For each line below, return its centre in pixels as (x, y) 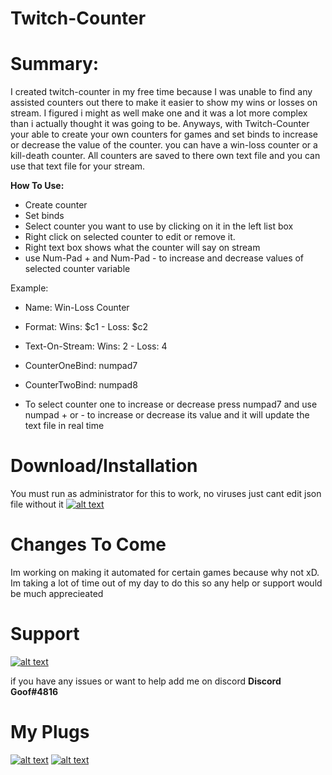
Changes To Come (88, 544)
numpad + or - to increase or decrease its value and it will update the (167, 415)
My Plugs (50, 732)
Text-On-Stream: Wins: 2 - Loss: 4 (96, 346)
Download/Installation (104, 466)
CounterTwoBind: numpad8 (81, 385)
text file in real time (64, 426)
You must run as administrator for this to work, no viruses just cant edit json (166, 494)
